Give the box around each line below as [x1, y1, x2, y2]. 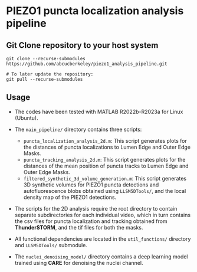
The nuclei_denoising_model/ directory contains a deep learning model [14, 253, 188, 260]
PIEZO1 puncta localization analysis [6, 4, 184, 18]
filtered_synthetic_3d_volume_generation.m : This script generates [23, 175, 187, 182]
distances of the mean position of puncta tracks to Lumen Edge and [23, 162, 189, 169]
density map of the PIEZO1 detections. [23, 194, 117, 201]
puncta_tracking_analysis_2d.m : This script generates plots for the [23, 156, 186, 163]
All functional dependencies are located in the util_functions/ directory [14, 235, 191, 242]
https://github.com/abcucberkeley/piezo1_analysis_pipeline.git [6, 61, 168, 67]
